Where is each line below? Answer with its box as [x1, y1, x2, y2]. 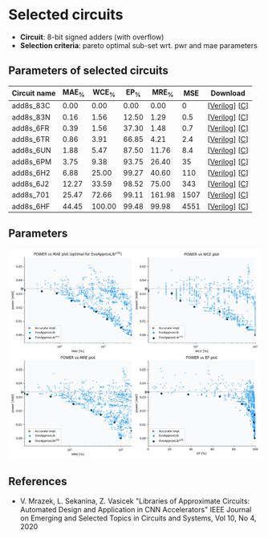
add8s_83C [11, 101, 51, 111]
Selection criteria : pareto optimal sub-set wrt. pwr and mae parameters [19, 40, 258, 50]
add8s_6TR [11, 135, 50, 144]
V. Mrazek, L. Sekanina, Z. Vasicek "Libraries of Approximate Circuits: [19, 496, 250, 506]
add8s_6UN [11, 146, 51, 156]
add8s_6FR [11, 123, 50, 133]
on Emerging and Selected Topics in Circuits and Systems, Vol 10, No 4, [19, 513, 257, 523]
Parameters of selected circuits [8, 64, 169, 78]
